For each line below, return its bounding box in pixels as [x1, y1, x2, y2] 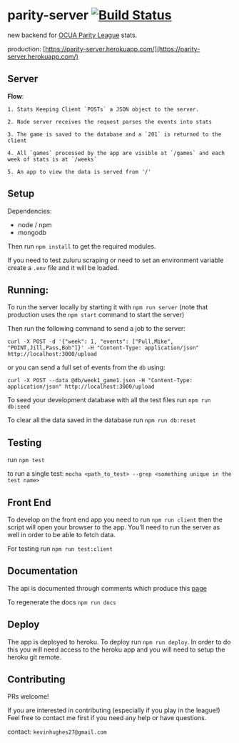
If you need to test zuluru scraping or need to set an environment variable [7, 256, 224, 264]
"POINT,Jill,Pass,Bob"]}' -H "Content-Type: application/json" [7, 344, 200, 351]
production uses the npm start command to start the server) [7, 311, 185, 319]
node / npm [17, 220, 52, 229]
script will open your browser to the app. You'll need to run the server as [7, 523, 220, 532]
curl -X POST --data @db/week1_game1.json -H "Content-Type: [7, 377, 193, 384]
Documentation [7, 565, 78, 577]
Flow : [7, 91, 24, 100]
